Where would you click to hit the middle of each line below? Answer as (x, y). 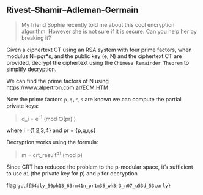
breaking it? (36, 38)
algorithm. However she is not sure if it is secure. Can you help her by (109, 31)
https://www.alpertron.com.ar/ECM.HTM (57, 87)
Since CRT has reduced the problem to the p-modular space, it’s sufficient (100, 167)
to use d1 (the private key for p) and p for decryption (72, 174)
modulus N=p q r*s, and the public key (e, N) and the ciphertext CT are (94, 56)
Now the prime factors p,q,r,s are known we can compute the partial (94, 99)
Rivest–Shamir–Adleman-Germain (72, 10)
